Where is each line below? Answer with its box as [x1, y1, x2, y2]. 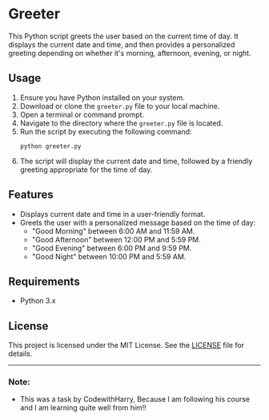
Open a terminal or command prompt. [19, 110, 145, 119]
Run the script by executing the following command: [19, 126, 192, 136]
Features [8, 188, 54, 202]
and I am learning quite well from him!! [19, 403, 147, 413]
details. [8, 349, 33, 358]
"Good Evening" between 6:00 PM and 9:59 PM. [31, 243, 192, 253]
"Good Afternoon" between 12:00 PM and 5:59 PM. [31, 234, 202, 244]
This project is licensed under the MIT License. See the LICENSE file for [8, 341, 245, 350]
